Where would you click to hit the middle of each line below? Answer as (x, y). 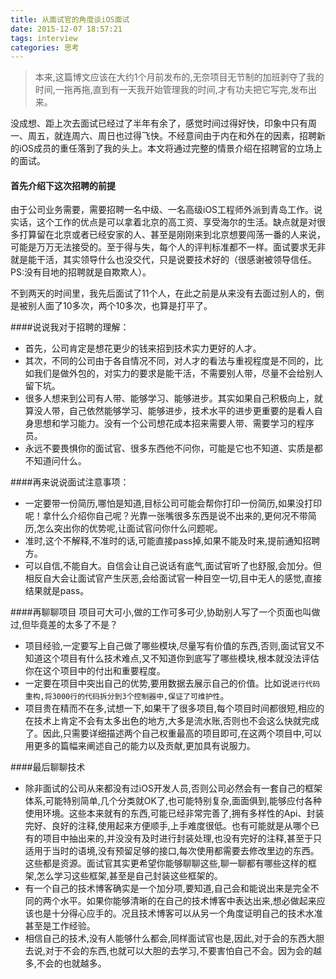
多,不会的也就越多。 (65, 963)
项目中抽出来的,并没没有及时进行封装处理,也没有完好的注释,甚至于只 (182, 838)
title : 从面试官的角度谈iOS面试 (70, 19)
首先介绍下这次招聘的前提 (63, 185)
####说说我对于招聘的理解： (70, 327)
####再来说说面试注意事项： (70, 482)
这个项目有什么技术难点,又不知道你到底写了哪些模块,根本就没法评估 (181, 658)
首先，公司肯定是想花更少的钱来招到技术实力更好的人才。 (143, 348)
